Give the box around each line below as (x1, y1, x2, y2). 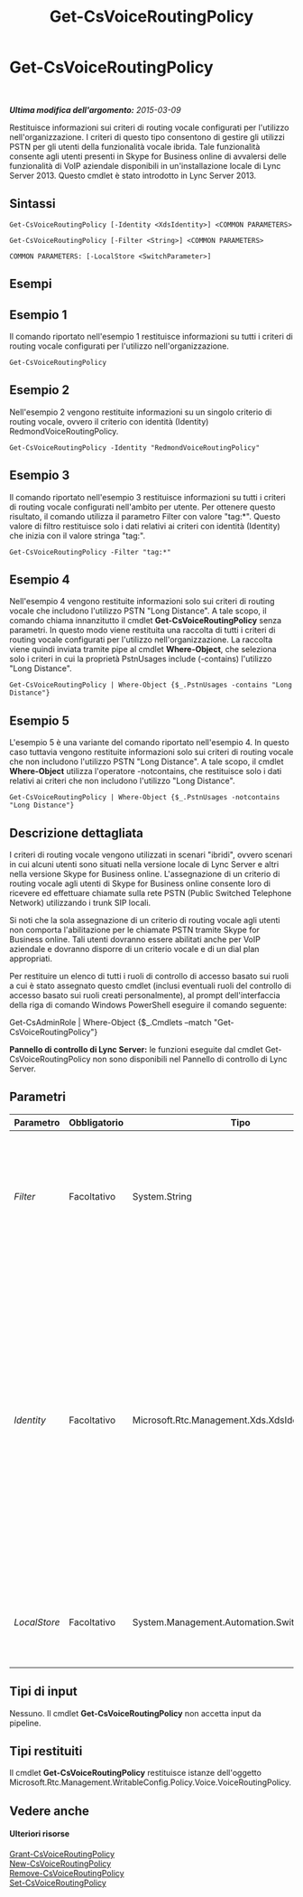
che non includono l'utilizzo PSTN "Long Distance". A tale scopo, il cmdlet (9, 756, 284, 767)
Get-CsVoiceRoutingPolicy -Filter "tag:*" (9, 547, 171, 556)
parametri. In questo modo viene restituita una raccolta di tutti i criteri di (9, 625, 276, 636)
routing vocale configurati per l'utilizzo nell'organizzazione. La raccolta (9, 634, 273, 645)
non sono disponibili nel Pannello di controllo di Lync (92, 1054, 288, 1065)
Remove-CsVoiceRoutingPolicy (9, 1868, 124, 1879)
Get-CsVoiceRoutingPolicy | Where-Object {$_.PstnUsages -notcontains (9, 793, 280, 802)
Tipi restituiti (9, 1743, 83, 1759)
